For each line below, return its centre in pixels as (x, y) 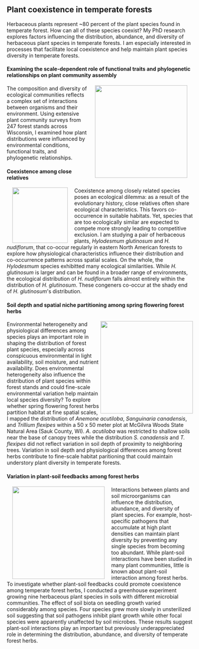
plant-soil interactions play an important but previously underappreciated (96, 628)
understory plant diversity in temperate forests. (64, 463)
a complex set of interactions (42, 101)
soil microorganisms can (141, 496)
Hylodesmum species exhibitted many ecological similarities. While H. (92, 266)
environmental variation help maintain (52, 394)
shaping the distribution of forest (47, 343)
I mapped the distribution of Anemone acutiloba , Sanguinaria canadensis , (97, 419)
